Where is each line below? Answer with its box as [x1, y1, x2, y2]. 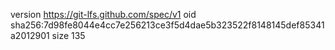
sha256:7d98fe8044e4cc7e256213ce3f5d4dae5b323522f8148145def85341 [10, 19, 325, 31]
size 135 [51, 30, 86, 41]
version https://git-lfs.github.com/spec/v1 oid [10, 9, 197, 20]
